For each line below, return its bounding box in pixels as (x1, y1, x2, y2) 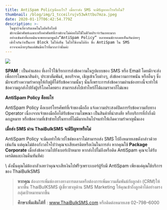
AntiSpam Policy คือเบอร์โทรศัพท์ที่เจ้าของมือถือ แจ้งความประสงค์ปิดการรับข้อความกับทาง (5, 104, 156, 110)
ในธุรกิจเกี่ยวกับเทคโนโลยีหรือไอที (9, 26, 57, 31)
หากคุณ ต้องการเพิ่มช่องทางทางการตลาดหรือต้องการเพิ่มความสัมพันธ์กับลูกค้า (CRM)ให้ (17, 178, 161, 184)
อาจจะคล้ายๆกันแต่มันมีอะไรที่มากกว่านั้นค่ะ (9, 44, 69, 49)
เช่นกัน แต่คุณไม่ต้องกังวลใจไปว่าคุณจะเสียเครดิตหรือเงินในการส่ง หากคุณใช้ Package (5, 141, 148, 147)
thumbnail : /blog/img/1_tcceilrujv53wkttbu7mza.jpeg (5, 12, 117, 17)
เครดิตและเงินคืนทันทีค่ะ (5, 152, 44, 158)
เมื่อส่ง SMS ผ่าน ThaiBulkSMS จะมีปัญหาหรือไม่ (5, 125, 91, 131)
